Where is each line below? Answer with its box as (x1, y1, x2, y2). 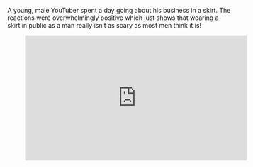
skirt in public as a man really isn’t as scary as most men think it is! (7, 21, 202, 29)
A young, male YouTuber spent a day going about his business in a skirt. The (7, 6, 231, 14)
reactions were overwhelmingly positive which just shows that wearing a (7, 14, 219, 22)
